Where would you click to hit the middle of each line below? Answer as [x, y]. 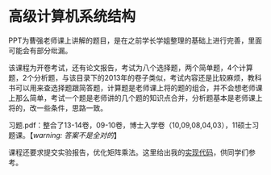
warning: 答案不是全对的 [74, 135]
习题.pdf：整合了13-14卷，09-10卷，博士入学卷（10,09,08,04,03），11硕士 [130, 125]
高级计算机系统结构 [72, 17]
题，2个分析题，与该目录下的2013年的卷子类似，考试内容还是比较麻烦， [128, 77]
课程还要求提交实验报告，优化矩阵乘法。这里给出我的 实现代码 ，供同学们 [128, 152]
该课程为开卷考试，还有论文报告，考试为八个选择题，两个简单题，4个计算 [131, 67]
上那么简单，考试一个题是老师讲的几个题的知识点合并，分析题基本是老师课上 [135, 98]
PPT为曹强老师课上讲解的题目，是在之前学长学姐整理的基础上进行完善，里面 [135, 40]
